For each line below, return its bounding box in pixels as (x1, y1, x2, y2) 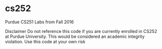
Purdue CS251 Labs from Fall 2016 (5, 19, 74, 25)
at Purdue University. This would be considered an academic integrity (5, 33, 145, 39)
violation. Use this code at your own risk (5, 38, 86, 44)
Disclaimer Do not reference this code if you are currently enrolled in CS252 (5, 28, 157, 34)
